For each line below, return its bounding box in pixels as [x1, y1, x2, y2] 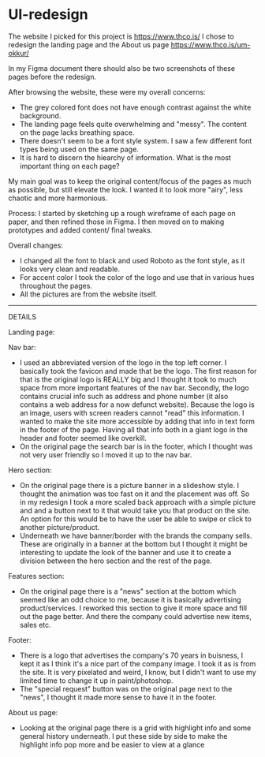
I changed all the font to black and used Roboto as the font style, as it [19, 255, 245, 265]
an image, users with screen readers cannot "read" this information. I [19, 408, 244, 417]
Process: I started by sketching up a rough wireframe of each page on [8, 208, 237, 218]
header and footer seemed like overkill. [19, 433, 147, 442]
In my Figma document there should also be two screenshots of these [8, 63, 235, 73]
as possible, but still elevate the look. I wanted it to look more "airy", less [8, 185, 243, 194]
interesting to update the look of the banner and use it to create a [19, 547, 232, 557]
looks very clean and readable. [19, 264, 121, 274]
